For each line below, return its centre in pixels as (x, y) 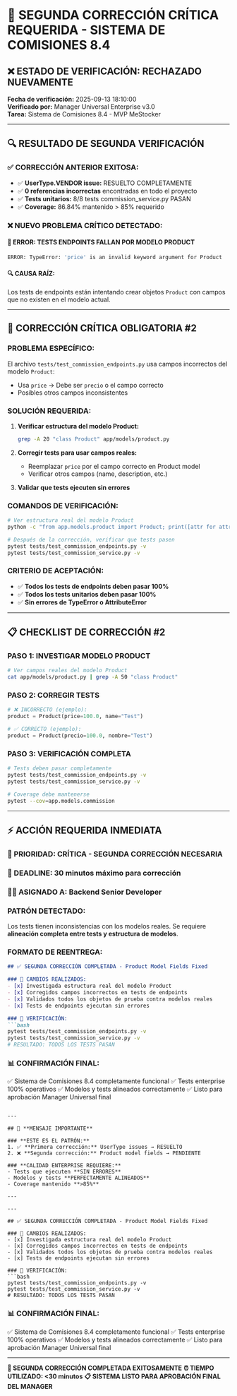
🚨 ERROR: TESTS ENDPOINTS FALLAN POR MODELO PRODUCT (101, 242)
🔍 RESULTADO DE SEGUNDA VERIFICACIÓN (106, 144)
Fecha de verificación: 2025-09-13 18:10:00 (72, 99)
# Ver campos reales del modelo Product (68, 671)
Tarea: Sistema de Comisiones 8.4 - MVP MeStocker (84, 114)
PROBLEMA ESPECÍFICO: (51, 348)
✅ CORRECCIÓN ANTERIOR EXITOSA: (73, 167)
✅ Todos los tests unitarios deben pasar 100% (87, 594)
